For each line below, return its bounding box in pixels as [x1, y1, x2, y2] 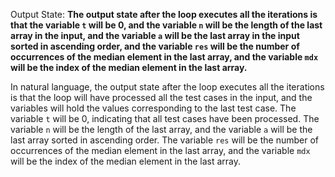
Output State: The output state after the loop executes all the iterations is [10, 9, 318, 20]
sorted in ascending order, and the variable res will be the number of [10, 40, 300, 52]
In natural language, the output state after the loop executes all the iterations [10, 81, 325, 93]
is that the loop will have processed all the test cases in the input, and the [10, 92, 313, 103]
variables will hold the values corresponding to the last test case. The [10, 102, 297, 114]
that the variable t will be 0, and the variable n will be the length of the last [10, 19, 323, 31]
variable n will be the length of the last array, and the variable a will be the [10, 124, 313, 135]
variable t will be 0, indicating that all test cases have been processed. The [10, 113, 320, 124]
